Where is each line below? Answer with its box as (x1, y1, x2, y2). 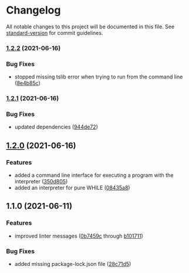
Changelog (6, 4, 61, 17)
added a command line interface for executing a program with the (14, 172, 174, 179)
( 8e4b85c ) (14, 80, 41, 87)
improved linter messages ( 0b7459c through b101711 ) (14, 232, 144, 239)
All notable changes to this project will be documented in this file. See (6, 23, 175, 30)
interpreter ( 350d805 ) (14, 178, 68, 185)
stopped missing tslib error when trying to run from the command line (14, 73, 183, 80)
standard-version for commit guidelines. (6, 29, 103, 36)
